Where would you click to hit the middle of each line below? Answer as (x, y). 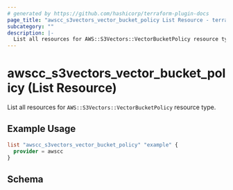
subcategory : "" (31, 26)
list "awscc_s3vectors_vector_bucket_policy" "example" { (93, 145)
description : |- (31, 33)
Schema (25, 179)
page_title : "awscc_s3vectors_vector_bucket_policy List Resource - (108, 20)
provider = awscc (38, 151)
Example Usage (42, 129)
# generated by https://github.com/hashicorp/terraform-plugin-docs (108, 13)
